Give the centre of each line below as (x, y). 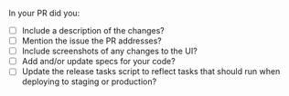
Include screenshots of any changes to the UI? (109, 51)
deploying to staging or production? (89, 82)
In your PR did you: (44, 13)
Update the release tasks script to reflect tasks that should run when (151, 72)
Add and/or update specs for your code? (98, 62)
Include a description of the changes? (93, 30)
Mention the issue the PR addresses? (91, 41)
